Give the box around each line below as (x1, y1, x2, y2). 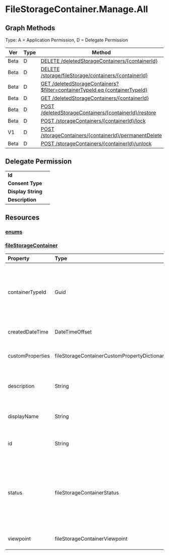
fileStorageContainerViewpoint (54, 535, 128, 542)
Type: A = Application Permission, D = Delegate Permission (5, 37, 128, 43)
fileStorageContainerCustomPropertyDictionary (54, 352, 167, 359)
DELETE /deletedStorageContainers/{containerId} (41, 58, 158, 64)
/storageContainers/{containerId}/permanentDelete (41, 132, 162, 139)
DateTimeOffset (54, 328, 92, 336)
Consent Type (8, 180, 43, 187)
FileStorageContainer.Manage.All (5, 4, 148, 15)
